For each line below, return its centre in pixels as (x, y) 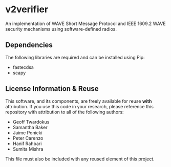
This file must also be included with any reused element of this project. (80, 159)
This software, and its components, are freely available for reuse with (79, 101)
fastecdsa (23, 67)
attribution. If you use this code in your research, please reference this (79, 106)
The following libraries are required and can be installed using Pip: (75, 57)
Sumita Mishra (28, 149)
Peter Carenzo (28, 138)
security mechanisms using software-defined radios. (61, 29)
